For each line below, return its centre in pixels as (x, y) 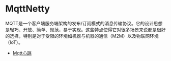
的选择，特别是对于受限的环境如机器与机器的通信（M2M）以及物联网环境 (82, 36)
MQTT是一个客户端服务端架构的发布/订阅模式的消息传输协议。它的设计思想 (84, 23)
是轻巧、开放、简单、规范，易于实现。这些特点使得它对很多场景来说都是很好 (85, 29)
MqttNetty (27, 9)
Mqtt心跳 (22, 53)
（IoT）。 (14, 42)
